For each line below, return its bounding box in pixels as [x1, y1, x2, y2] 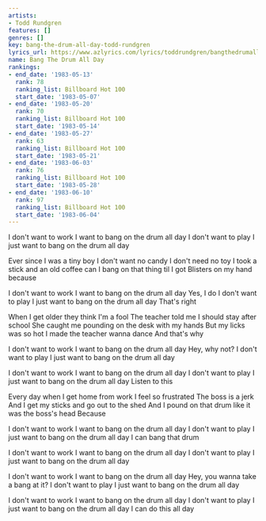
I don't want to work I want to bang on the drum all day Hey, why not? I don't [8, 344, 257, 354]
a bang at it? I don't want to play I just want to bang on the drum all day [8, 481, 240, 490]
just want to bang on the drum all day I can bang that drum [8, 433, 199, 442]
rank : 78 [15, 78, 44, 86]
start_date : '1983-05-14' [15, 122, 101, 130]
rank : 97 [15, 196, 44, 204]
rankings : [8, 63, 41, 71]
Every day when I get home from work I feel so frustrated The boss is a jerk [8, 392, 255, 401]
